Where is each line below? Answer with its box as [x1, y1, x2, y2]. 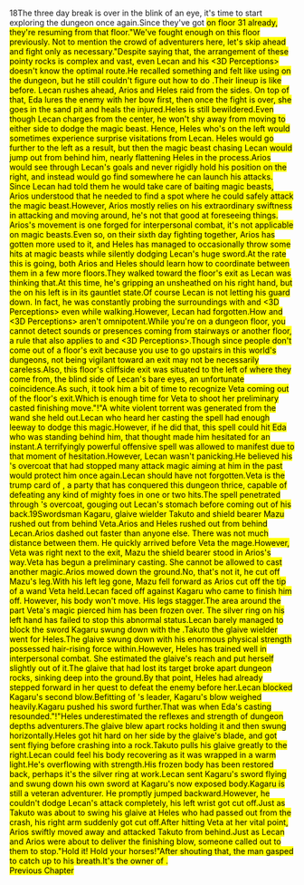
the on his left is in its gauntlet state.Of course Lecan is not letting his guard [9, 287, 291, 297]
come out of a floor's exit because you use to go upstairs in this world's [9, 345, 277, 355]
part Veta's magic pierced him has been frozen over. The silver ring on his [9, 605, 285, 616]
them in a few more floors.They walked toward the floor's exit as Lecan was [9, 267, 291, 278]
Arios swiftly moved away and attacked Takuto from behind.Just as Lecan [9, 827, 285, 837]
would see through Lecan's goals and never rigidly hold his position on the [9, 161, 288, 172]
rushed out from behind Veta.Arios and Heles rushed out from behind [9, 519, 269, 529]
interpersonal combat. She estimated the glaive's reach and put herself [9, 653, 274, 664]
